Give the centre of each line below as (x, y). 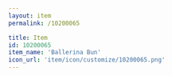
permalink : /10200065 (44, 23)
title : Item (28, 38)
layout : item (30, 16)
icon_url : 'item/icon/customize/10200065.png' (87, 60)
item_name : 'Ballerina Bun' (55, 53)
